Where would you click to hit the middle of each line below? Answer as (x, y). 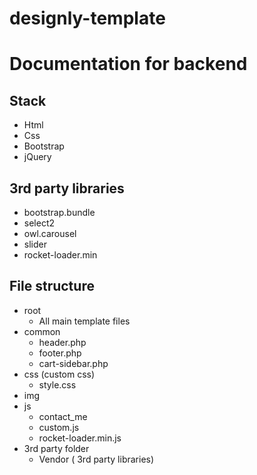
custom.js (59, 427)
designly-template (87, 18)
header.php (62, 342)
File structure (52, 286)
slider (35, 244)
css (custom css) (59, 374)
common (42, 331)
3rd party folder (56, 448)
